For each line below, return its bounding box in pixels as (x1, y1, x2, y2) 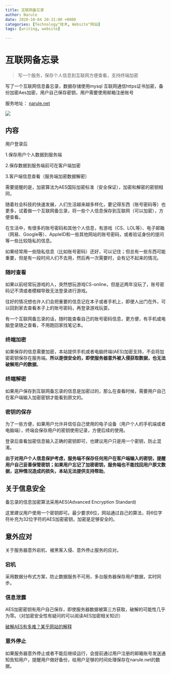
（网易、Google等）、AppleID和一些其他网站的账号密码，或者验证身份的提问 (5, 231, 164, 237)
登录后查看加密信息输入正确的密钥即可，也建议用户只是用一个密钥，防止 (5, 438, 157, 444)
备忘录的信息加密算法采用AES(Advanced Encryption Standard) (5, 499, 136, 505)
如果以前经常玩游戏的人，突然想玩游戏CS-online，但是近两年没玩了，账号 (5, 281, 160, 288)
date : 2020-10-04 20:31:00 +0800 (5, 17, 76, 22)
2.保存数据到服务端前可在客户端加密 (5, 162, 81, 168)
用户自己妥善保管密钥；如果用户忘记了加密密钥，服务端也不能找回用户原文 (5, 462, 161, 468)
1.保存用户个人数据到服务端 (5, 151, 62, 158)
